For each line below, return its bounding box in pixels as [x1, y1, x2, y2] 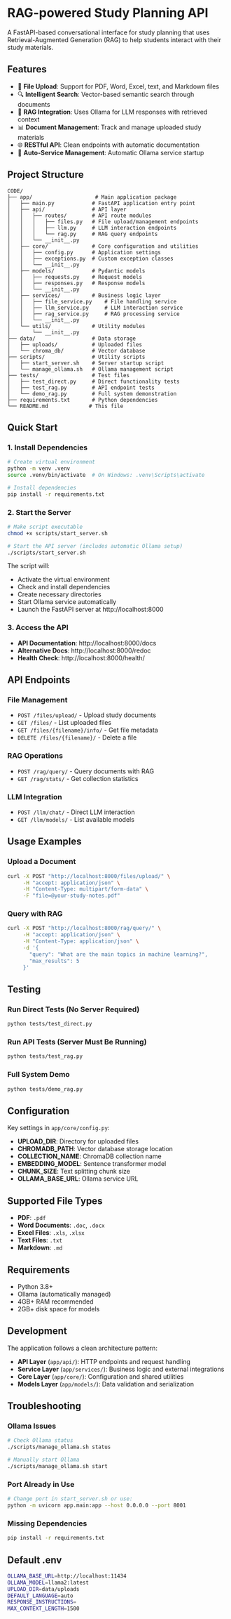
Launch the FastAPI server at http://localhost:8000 [17, 605, 164, 614]
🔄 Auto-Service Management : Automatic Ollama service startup [17, 148, 204, 157]
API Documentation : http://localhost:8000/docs [17, 638, 157, 647]
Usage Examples [7, 836, 82, 848]
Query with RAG [7, 909, 63, 919]
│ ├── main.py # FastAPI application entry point [7, 199, 196, 207]
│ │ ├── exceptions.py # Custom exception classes [7, 255, 174, 262]
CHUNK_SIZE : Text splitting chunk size [17, 1167, 131, 1176]
